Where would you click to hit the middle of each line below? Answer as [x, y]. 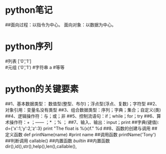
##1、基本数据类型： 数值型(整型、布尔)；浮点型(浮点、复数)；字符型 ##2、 [82, 104]
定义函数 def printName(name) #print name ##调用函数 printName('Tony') [81, 134]
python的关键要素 [42, 89]
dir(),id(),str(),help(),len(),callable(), [41, 146]
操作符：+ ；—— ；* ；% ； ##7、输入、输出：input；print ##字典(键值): [84, 122]
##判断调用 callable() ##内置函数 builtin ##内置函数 [58, 141]
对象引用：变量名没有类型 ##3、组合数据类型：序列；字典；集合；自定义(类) [83, 110]
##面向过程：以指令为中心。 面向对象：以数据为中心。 [61, 25]
